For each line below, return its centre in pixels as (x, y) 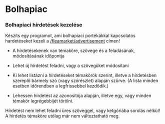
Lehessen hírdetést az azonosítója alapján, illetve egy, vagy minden (82, 95)
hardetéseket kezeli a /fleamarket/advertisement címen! (62, 41)
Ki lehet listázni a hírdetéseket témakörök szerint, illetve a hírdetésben (84, 75)
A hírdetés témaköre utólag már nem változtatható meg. (62, 116)
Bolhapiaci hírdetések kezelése (44, 25)
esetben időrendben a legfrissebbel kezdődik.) (60, 86)
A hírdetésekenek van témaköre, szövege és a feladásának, (73, 50)
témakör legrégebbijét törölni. (43, 101)
